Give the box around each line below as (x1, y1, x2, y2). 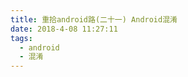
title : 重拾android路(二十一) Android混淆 (10, 14, 178, 25)
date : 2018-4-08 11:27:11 (10, 24, 118, 34)
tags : (10, 33, 33, 43)
